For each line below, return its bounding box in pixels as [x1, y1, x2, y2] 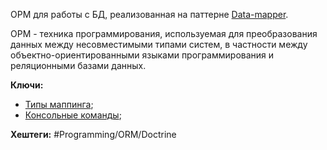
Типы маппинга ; [24, 99, 94, 110]
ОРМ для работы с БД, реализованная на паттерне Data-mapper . [10, 9, 289, 20]
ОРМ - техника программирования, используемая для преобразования [10, 28, 318, 39]
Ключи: [10, 79, 44, 91]
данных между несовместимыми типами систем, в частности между [10, 39, 308, 50]
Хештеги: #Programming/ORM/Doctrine [10, 129, 177, 140]
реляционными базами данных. [10, 60, 147, 71]
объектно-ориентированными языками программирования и [10, 49, 275, 61]
